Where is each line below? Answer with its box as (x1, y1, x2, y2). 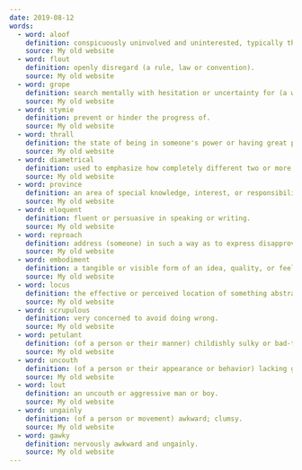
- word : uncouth (17, 356, 78, 365)
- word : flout (17, 55, 70, 64)
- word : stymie (17, 105, 75, 114)
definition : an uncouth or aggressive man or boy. (25, 389, 219, 398)
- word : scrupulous (17, 306, 91, 315)
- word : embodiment (17, 255, 91, 265)
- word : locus (17, 280, 70, 289)
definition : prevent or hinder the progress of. (25, 113, 211, 122)
